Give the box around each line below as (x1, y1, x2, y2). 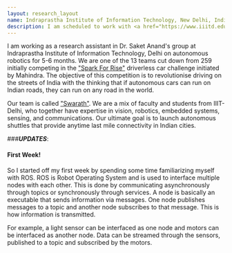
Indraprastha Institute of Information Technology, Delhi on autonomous (7, 49, 209, 57)
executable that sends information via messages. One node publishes (7, 195, 206, 204)
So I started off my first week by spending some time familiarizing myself (7, 166, 215, 174)
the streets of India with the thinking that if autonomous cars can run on (7, 79, 211, 87)
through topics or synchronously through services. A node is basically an (7, 188, 215, 196)
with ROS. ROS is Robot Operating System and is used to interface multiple (7, 174, 220, 182)
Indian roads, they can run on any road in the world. (7, 86, 154, 94)
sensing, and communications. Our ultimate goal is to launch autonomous (7, 114, 216, 122)
